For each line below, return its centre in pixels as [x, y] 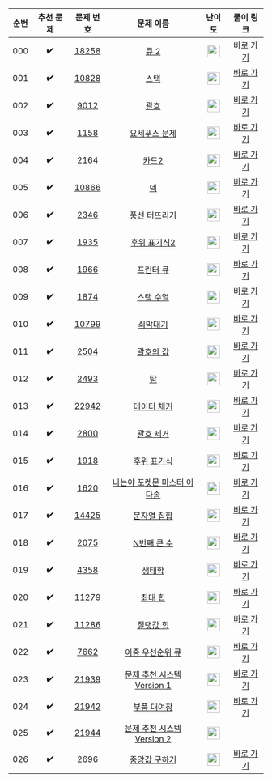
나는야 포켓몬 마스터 [148, 482]
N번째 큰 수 [153, 543]
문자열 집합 [153, 516]
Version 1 [153, 685]
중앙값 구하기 [153, 760]
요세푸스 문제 [153, 133]
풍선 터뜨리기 [153, 215]
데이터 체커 [153, 406]
